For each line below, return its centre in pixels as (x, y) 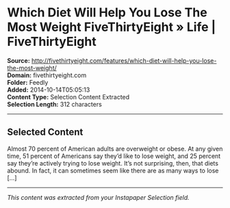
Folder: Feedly (28, 82)
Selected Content (45, 132)
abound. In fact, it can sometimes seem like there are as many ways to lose (113, 170)
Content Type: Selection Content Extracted (68, 96)
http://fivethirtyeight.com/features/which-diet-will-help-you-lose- (124, 60)
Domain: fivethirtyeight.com (47, 75)
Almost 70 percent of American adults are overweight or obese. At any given (115, 148)
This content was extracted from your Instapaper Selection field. (98, 197)
